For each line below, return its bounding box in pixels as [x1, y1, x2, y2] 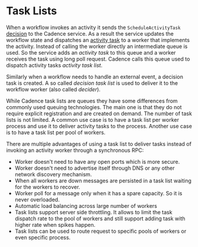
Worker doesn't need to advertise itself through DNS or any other [14, 164, 175, 172]
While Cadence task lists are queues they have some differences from [6, 97, 178, 104]
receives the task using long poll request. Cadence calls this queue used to [6, 55, 190, 62]
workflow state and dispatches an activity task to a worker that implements [6, 36, 190, 43]
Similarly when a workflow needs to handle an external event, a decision [6, 73, 183, 80]
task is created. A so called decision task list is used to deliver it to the [6, 79, 178, 87]
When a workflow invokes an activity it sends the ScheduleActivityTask [6, 24, 181, 31]
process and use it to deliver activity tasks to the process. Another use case [6, 122, 192, 129]
